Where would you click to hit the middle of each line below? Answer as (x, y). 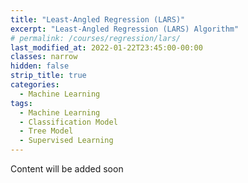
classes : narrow (44, 57)
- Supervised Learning (66, 141)
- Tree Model (46, 131)
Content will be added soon (67, 169)
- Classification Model (68, 122)
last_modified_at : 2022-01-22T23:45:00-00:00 (106, 47)
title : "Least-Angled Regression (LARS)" (98, 19)
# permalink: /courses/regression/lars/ (96, 38)
